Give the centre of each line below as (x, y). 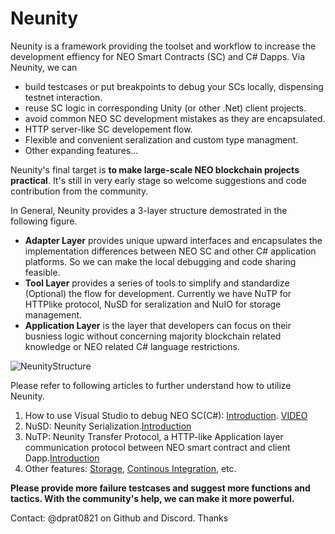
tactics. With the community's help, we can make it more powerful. (152, 498)
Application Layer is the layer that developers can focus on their (158, 325)
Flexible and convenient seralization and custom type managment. (161, 139)
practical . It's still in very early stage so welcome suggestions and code (158, 180)
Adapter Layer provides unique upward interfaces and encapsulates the (173, 240)
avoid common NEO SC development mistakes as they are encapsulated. (175, 118)
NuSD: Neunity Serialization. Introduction (108, 426)
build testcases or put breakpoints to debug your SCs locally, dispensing (174, 86)
